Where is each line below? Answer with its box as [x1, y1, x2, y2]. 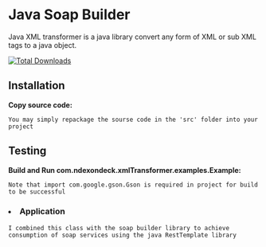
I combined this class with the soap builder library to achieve [8, 224, 229, 232]
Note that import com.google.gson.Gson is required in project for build [8, 181, 259, 189]
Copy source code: [8, 100, 73, 109]
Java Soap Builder [8, 6, 131, 24]
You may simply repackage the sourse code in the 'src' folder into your [8, 116, 259, 123]
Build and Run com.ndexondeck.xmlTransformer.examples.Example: [8, 165, 241, 174]
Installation [8, 79, 65, 92]
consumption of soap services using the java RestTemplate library [8, 231, 237, 239]
